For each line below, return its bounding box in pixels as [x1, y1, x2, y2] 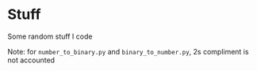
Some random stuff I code [7, 32, 93, 41]
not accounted [7, 55, 56, 65]
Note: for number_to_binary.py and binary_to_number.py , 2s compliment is [7, 47, 249, 56]
